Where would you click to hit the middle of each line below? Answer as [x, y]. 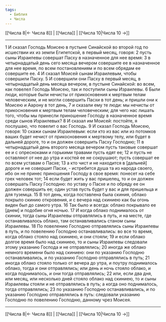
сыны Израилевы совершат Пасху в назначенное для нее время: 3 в [78, 58]
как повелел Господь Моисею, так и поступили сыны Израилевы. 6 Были [83, 89]
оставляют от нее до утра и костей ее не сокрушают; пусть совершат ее [82, 158]
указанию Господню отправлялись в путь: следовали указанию [73, 295]
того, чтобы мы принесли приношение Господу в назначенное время [79, 116]
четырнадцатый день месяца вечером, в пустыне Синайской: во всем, [80, 84]
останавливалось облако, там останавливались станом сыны [70, 221]
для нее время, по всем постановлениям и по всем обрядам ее [73, 68]
